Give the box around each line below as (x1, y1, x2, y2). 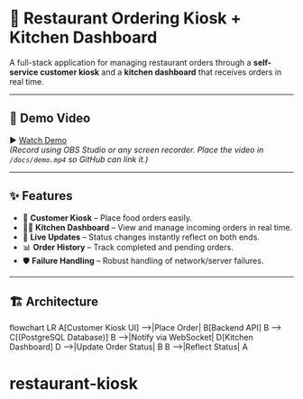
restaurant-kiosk (9, 373, 138, 394)
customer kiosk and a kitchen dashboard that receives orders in (40, 67, 282, 77)
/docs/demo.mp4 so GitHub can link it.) (9, 153, 149, 165)
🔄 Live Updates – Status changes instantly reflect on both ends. (22, 231, 260, 242)
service (9, 67, 39, 77)
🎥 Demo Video (9, 111, 91, 126)
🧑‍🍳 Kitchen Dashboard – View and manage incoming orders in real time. (22, 222, 293, 232)
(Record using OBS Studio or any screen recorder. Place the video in (9, 144, 264, 155)
